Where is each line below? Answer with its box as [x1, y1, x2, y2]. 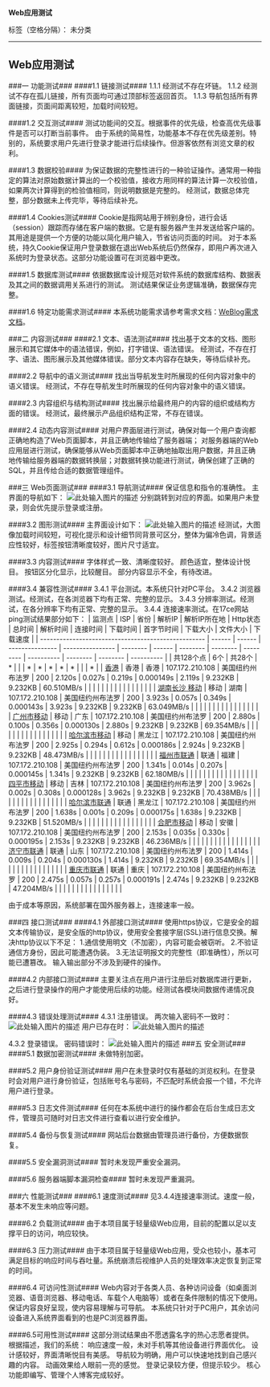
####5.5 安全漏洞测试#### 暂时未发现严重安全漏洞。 [8, 1157, 185, 1167]
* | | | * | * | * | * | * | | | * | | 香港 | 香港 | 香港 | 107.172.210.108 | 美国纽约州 [8, 663, 257, 672]
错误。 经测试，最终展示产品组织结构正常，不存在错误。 [22, 408, 207, 418]
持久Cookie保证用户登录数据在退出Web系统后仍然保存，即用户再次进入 [22, 243, 259, 252]
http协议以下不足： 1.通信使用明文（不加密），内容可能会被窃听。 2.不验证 [14, 937, 259, 947]
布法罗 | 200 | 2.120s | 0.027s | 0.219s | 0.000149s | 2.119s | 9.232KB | [8, 672, 239, 682]
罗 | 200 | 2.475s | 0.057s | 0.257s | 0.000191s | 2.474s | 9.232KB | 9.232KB [8, 875, 260, 884]
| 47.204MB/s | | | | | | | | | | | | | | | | [8, 883, 122, 893]
